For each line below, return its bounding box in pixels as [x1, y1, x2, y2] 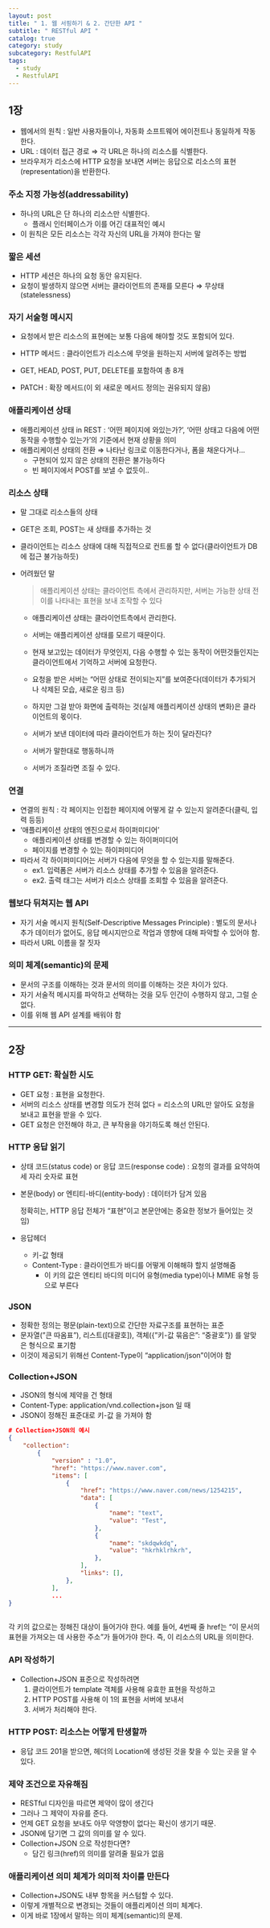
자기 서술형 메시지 [8, 311, 74, 322]
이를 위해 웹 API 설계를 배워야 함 [19, 1009, 122, 1020]
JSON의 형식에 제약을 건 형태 [19, 1390, 112, 1400]
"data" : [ [80, 1494, 113, 1502]
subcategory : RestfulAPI [8, 49, 92, 57]
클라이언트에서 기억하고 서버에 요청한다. [31, 657, 157, 667]
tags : [8, 57, 27, 65]
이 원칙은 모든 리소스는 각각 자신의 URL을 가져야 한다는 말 [19, 229, 201, 239]
